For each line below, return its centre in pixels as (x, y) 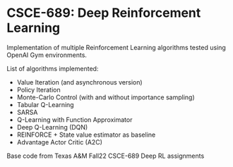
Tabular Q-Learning (46, 104)
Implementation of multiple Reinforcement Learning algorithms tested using (116, 47)
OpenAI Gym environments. (47, 55)
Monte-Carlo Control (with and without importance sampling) (106, 97)
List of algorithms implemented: (53, 68)
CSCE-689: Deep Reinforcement (104, 13)
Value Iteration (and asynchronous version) (79, 82)
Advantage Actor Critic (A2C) (60, 142)
